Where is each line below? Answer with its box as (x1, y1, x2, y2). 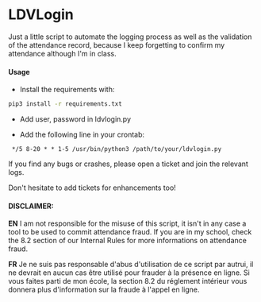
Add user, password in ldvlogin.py (19, 114, 132, 124)
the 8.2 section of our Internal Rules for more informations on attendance (8, 236, 248, 246)
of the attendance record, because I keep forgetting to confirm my (8, 40, 225, 49)
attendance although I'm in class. (8, 48, 117, 58)
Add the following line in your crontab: (19, 130, 145, 140)
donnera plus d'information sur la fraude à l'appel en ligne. (8, 285, 200, 295)
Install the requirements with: (19, 85, 115, 95)
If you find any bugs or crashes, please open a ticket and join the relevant (8, 159, 248, 168)
